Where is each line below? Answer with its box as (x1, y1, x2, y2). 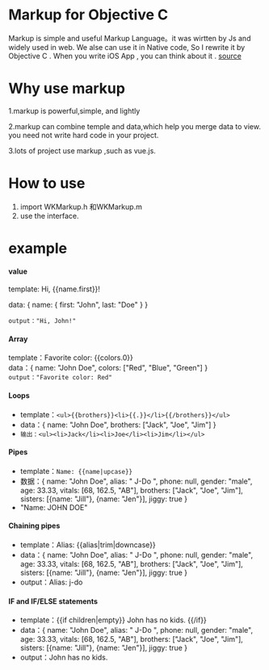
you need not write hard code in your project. (8, 130, 159, 140)
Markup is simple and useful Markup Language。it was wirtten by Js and (8, 33, 251, 43)
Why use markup (8, 79, 125, 98)
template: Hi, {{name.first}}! (8, 284, 101, 294)
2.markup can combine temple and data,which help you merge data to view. (8, 121, 261, 131)
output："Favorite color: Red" (8, 374, 113, 382)
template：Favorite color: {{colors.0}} (8, 353, 133, 362)
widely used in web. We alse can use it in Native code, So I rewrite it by (8, 42, 246, 52)
